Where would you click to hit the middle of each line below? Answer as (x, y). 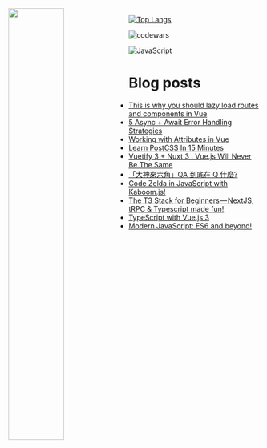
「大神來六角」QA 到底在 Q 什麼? (183, 174)
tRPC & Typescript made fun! (176, 208)
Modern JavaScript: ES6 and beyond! (190, 226)
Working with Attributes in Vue (179, 139)
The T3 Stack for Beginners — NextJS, (191, 200)
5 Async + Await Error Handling (180, 122)
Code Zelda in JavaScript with (178, 183)
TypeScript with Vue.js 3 (169, 217)
